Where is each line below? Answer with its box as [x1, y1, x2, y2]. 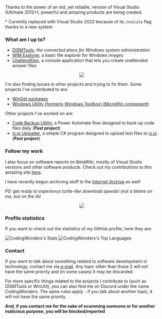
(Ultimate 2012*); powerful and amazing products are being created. [5, 9, 143, 15]
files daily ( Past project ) [12, 125, 61, 131]
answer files [12, 63, 37, 69]
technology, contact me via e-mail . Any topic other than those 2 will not [5, 263, 148, 270]
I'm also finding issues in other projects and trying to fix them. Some [5, 81, 142, 87]
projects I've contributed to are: [5, 86, 68, 92]
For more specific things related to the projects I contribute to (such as [5, 278, 147, 284]
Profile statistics [5, 215, 45, 221]
